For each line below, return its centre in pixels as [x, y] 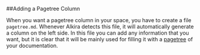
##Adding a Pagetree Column [43, 9]
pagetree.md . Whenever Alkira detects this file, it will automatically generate [100, 27]
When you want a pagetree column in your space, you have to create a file [99, 20]
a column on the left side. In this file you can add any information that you [98, 33]
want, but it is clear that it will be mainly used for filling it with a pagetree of [100, 39]
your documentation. [32, 45]
